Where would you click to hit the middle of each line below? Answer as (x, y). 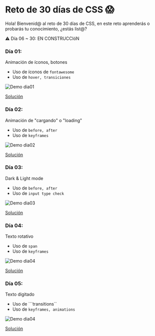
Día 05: (14, 284)
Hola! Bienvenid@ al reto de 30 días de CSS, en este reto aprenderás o (77, 23)
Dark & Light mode (24, 178)
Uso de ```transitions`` (35, 304)
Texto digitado (20, 294)
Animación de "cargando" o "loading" (44, 120)
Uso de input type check (38, 193)
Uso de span (25, 246)
